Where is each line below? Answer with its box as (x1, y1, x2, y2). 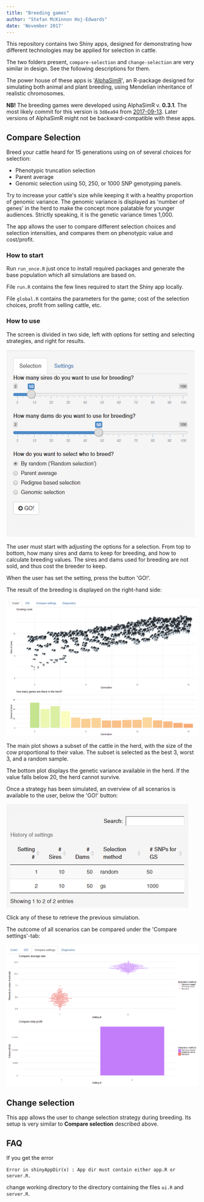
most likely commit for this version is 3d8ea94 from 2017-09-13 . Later (6, 108, 178, 115)
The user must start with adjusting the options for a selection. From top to (6, 543, 191, 550)
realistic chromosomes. (6, 90, 65, 97)
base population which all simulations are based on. (6, 272, 136, 279)
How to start (6, 251, 44, 259)
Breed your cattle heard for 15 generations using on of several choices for (6, 148, 192, 156)
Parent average (15, 173, 54, 181)
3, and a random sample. (6, 755, 69, 762)
